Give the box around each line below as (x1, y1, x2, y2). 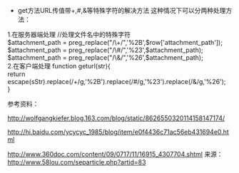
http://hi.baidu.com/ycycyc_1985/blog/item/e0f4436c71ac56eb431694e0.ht (7, 127, 230, 136)
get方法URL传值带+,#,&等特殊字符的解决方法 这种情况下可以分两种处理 (17, 6, 226, 14)
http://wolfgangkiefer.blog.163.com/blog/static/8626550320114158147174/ (7, 114, 225, 122)
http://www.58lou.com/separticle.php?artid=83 (7, 158, 146, 166)
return (7, 70, 26, 78)
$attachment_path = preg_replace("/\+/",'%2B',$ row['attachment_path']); (7, 38, 223, 46)
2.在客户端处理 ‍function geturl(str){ (7, 62, 111, 70)
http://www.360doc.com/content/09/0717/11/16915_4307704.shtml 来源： (7, 150, 223, 158)
